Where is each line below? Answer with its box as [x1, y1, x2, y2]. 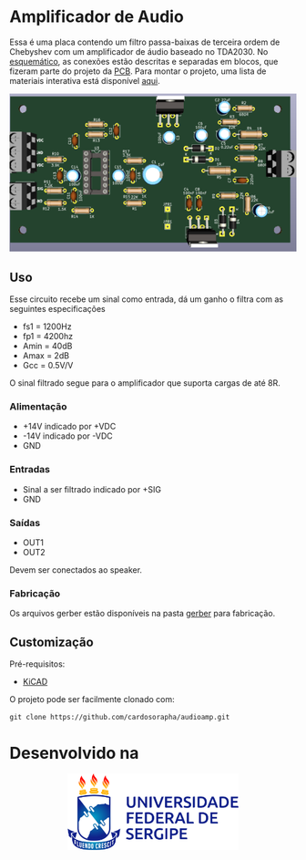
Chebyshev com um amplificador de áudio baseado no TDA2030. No [9, 46, 269, 57]
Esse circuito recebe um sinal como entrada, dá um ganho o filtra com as [9, 294, 284, 305]
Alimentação [9, 400, 67, 413]
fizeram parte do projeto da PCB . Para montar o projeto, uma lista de [9, 66, 267, 77]
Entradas [9, 463, 51, 476]
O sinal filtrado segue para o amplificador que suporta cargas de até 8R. [9, 378, 280, 389]
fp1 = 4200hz [22, 331, 74, 342]
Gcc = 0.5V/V [22, 360, 74, 371]
